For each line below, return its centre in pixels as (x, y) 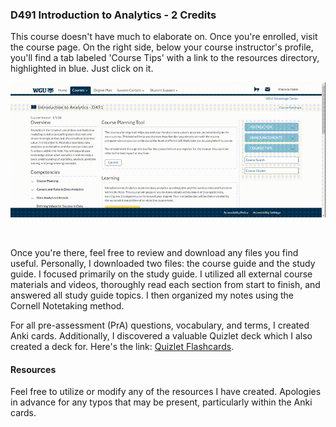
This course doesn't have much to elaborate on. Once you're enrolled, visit (164, 37)
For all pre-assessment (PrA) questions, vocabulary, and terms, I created (160, 325)
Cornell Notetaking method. (67, 306)
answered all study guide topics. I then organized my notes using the (152, 295)
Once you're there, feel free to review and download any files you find (154, 253)
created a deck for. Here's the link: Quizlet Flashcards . (122, 347)
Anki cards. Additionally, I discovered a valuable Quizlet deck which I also (161, 336)
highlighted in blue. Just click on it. (82, 69)
